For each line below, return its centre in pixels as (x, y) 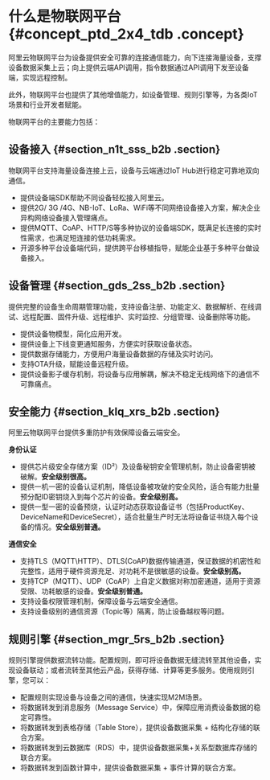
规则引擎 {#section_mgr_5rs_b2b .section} (117, 639)
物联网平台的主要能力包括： (54, 121)
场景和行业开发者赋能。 (47, 105)
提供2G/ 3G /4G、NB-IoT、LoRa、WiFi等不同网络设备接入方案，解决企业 (140, 207)
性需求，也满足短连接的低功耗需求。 (80, 237)
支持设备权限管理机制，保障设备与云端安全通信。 (101, 601)
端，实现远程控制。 (40, 77)
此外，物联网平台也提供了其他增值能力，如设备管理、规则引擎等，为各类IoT (133, 94)
